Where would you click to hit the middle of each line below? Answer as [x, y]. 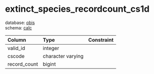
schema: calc [19, 27]
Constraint [101, 40]
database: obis [20, 23]
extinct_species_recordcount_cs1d [77, 9]
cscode [16, 56]
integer [51, 48]
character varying [63, 56]
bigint [49, 64]
